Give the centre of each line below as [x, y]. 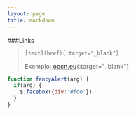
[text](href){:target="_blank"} [72, 53]
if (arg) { [28, 86]
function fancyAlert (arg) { [48, 79]
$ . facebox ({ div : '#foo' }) [56, 92]
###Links [21, 40]
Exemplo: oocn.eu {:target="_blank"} [77, 66]
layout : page [26, 14]
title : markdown [31, 20]
